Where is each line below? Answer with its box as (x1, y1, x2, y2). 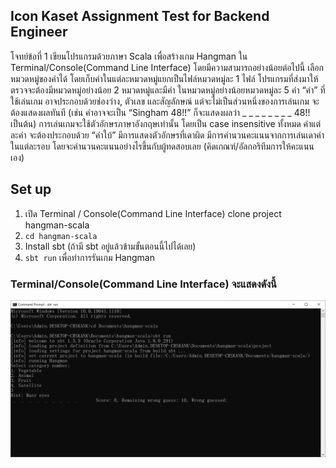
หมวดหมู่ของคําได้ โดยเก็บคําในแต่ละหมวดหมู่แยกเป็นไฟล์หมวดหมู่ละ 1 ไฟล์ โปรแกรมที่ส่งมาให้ (10, 72, 319, 84)
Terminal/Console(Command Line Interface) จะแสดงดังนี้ (10, 277, 277, 291)
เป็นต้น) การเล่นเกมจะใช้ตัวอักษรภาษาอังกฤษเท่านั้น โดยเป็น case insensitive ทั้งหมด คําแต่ (10, 117, 322, 129)
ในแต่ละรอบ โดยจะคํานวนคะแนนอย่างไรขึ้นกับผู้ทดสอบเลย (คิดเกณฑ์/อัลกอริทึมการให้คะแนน (10, 140, 315, 152)
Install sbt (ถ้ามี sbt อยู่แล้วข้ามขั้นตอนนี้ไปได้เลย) (24, 240, 197, 252)
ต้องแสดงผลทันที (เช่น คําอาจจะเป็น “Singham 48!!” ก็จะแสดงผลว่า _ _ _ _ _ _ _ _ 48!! (10, 106, 311, 118)
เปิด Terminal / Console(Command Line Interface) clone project (24, 207, 282, 219)
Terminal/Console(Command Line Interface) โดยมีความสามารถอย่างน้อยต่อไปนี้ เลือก (10, 61, 324, 73)
